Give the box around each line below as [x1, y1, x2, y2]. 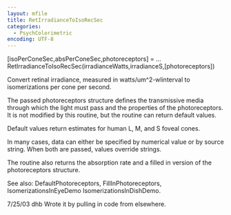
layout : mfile [7, 10, 48, 17]
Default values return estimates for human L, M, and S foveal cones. [7, 124, 201, 133]
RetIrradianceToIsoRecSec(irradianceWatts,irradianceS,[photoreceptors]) [7, 62, 215, 71]
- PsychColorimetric [13, 29, 72, 37]
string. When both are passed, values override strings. [7, 145, 162, 153]
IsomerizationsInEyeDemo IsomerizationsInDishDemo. [7, 187, 161, 195]
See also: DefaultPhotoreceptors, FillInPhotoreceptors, [7, 179, 162, 187]
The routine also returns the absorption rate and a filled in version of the [7, 158, 212, 167]
